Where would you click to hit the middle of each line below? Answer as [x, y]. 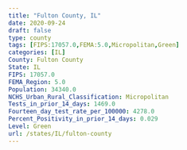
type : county [30, 38]
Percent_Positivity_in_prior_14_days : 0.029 [83, 119]
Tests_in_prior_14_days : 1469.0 [62, 104]
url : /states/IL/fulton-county [60, 133]
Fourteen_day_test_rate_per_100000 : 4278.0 [82, 112]
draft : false [30, 30]
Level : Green [30, 126]
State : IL [25, 67]
